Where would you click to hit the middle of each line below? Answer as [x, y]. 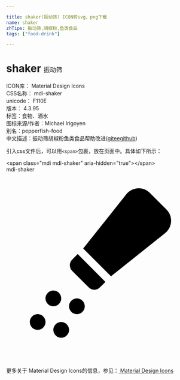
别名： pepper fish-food [34, 131]
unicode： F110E [26, 101]
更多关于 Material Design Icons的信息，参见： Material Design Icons [90, 371]
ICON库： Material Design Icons [45, 86]
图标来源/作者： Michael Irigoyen [46, 123]
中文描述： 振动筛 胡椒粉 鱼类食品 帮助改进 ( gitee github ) [72, 138]
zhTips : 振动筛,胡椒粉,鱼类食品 [42, 28]
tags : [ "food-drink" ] [33, 34]
